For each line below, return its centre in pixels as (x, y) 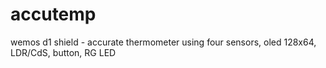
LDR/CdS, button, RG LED (63, 52)
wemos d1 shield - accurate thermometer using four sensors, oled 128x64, (163, 42)
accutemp (53, 14)
